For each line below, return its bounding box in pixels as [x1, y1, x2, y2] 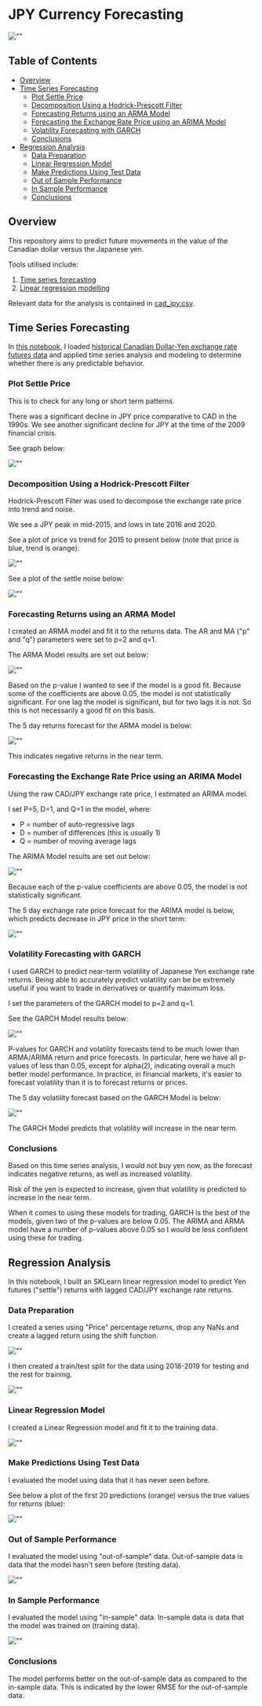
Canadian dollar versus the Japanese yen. [8, 244, 144, 253]
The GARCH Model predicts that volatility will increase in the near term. [8, 1123, 238, 1133]
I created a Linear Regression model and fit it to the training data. [8, 1422, 218, 1432]
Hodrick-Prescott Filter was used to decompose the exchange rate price [8, 496, 242, 505]
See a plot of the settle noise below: [8, 573, 124, 583]
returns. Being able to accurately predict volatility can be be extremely [8, 975, 235, 984]
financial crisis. [8, 428, 57, 437]
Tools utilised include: [8, 260, 78, 269]
